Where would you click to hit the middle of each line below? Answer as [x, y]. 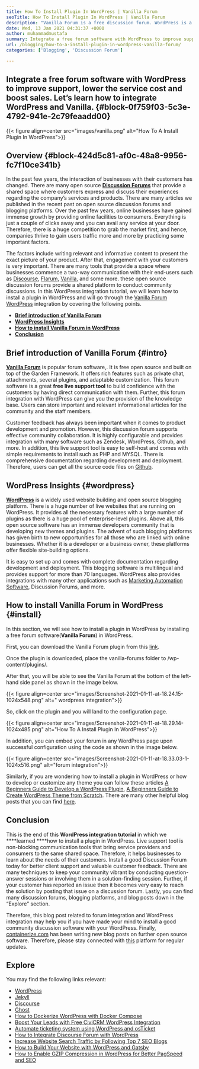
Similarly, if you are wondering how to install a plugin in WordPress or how [97, 776]
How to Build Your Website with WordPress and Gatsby [82, 1048]
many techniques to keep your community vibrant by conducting [85, 872]
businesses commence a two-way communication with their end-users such [99, 273]
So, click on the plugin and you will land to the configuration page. [87, 711]
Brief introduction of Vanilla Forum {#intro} [87, 353]
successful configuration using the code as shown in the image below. [92, 747]
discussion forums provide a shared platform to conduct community [89, 285]
